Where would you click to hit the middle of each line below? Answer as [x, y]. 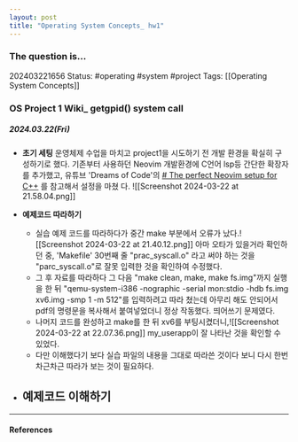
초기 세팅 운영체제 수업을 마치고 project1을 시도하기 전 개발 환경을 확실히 [147, 152]
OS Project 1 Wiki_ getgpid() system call [96, 108]
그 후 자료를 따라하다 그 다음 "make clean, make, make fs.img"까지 [153, 277]
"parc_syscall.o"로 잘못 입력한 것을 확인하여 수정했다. [129, 266]
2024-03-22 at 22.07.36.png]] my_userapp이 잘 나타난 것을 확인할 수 [158, 332]
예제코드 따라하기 [52, 214]
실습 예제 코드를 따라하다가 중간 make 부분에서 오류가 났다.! [138, 233]
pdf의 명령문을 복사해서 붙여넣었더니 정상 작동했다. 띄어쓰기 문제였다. [155, 310]
